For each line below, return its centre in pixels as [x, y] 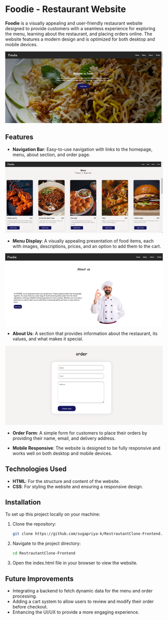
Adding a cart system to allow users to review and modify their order [83, 601]
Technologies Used [36, 469]
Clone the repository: [34, 524]
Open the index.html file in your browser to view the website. [75, 563]
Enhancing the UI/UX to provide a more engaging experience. [76, 612]
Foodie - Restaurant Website [66, 9]
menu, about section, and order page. [51, 155]
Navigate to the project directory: [46, 544]
